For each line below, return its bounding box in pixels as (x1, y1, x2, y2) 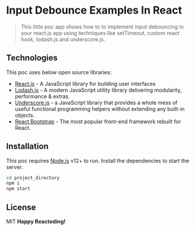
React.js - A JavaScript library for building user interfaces (14, 80, 156, 87)
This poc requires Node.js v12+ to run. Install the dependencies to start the (6, 157, 190, 164)
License (6, 202, 36, 212)
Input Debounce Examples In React (6, 4, 183, 17)
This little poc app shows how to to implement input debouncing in (20, 23, 184, 30)
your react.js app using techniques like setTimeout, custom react (20, 29, 180, 36)
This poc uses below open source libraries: (6, 69, 112, 76)
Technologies (6, 53, 58, 63)
